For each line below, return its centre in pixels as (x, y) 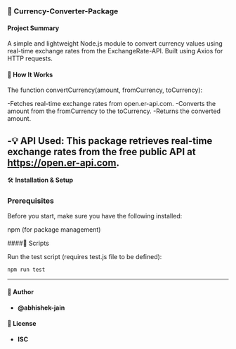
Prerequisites (31, 201)
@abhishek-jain (41, 308)
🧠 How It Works (30, 74)
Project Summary (33, 28)
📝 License (22, 324)
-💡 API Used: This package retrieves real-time (110, 141)
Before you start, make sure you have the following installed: (95, 216)
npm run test (26, 270)
